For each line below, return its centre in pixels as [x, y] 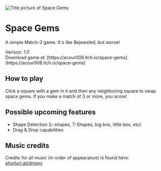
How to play [24, 79]
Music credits [27, 145]
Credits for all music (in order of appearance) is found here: [67, 158]
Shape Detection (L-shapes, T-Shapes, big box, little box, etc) [77, 124]
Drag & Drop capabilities [38, 130]
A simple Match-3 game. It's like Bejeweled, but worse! [63, 42]
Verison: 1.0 [17, 52]
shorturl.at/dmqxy [24, 163]
